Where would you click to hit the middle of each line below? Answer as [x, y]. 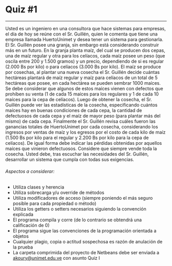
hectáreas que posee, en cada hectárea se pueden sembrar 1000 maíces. [83, 83]
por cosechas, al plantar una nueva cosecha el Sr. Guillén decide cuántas [83, 72]
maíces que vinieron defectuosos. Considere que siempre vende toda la [81, 148]
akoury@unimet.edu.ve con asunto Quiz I [56, 258]
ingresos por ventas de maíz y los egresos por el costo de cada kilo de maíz [85, 132]
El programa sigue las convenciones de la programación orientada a [84, 231]
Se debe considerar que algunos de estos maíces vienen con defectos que [84, 88]
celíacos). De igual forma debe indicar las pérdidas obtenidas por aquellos [84, 143]
